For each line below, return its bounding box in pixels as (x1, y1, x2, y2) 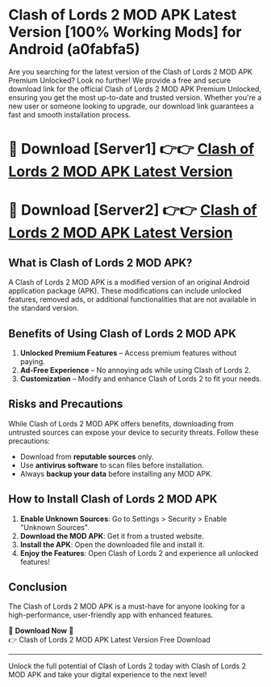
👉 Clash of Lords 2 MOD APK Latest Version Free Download (8, 635, 211, 645)
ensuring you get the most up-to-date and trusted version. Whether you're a (8, 92, 262, 102)
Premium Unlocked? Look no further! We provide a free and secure (8, 75, 231, 85)
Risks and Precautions (8, 397, 123, 411)
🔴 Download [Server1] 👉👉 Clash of (8, 140, 255, 159)
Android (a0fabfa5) (8, 40, 140, 58)
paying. (19, 356, 46, 366)
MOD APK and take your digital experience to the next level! (8, 670, 207, 680)
